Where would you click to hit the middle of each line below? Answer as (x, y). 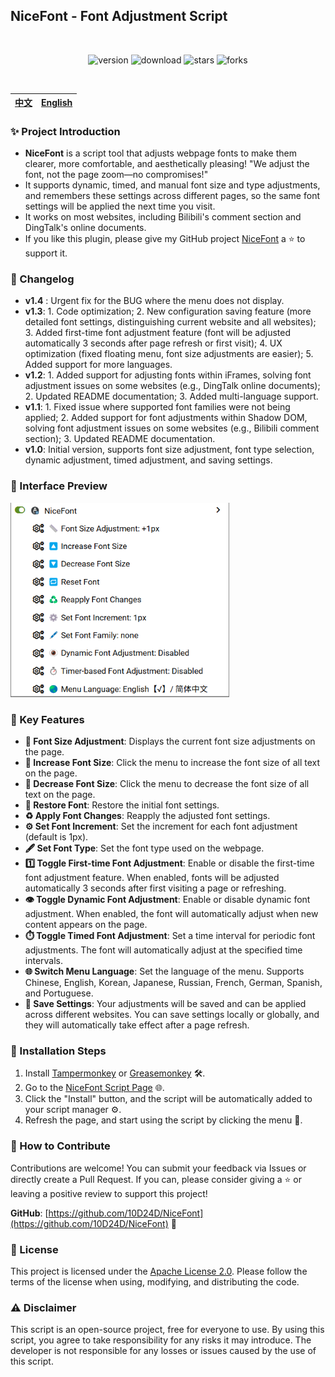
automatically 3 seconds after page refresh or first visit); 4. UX (153, 343)
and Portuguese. (59, 993)
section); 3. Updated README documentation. (120, 439)
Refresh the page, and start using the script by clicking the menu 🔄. (163, 1120)
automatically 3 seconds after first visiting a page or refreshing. (155, 888)
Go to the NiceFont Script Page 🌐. (94, 1088)
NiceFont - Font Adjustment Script (119, 16)
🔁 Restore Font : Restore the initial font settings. (122, 805)
